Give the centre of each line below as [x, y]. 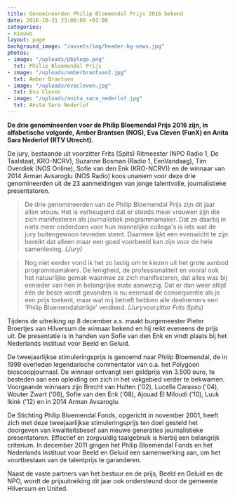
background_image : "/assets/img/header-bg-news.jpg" [86, 46]
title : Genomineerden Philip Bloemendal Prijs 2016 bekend [95, 14]
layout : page [26, 40]
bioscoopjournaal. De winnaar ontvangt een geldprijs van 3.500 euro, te [111, 372]
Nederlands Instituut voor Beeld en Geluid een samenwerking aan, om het [114, 452]
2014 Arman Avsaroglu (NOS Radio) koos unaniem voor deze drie [102, 175]
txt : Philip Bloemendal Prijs [58, 66]
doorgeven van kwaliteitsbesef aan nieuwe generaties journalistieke [105, 430]
